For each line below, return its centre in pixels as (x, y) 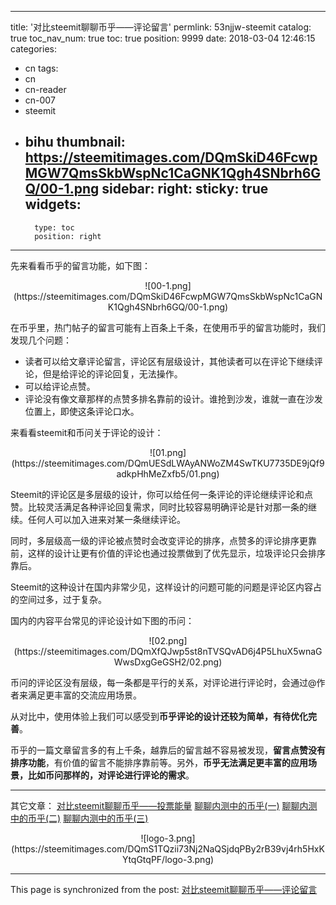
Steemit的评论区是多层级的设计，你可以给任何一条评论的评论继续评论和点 (161, 494)
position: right (68, 236)
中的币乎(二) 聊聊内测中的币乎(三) (79, 818)
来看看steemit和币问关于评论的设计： (87, 432)
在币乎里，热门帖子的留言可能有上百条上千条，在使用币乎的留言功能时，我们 (168, 327)
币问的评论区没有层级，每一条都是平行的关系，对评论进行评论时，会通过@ (163, 682)
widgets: (53, 204)
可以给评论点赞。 (60, 386)
